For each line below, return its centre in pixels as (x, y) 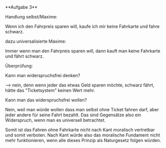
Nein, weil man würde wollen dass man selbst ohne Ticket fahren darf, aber (82, 110)
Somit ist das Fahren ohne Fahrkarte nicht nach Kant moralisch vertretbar (80, 130)
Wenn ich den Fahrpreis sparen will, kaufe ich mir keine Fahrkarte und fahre (83, 26)
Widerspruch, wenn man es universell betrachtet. (55, 120)
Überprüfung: (19, 66)
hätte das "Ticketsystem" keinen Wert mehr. (50, 90)
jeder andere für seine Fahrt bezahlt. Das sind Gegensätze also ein (73, 115)
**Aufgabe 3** (22, 7)
